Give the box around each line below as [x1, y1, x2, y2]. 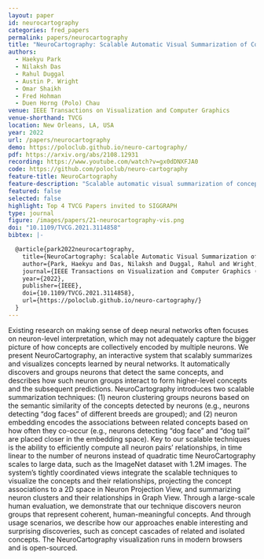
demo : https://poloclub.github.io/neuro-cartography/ [8, 143, 189, 151]
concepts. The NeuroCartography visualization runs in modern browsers [8, 535, 243, 544]
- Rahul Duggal [15, 70, 65, 78]
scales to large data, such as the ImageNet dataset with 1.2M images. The [8, 459, 247, 468]
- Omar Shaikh [15, 84, 61, 93]
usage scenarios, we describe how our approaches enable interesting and [8, 517, 248, 528]
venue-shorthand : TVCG [8, 114, 82, 122]
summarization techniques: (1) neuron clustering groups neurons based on [8, 392, 250, 402]
